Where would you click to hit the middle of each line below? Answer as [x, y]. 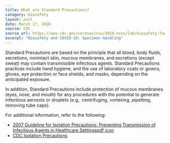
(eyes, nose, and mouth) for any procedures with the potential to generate [82, 94]
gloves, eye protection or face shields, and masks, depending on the [77, 74]
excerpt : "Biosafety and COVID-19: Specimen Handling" [64, 38]
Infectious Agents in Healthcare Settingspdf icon [63, 130]
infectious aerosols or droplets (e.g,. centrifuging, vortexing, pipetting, [78, 100]
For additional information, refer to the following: [56, 115]
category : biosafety [27, 15]
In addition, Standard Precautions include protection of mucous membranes [84, 89]
